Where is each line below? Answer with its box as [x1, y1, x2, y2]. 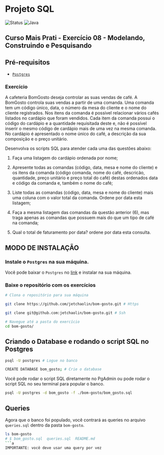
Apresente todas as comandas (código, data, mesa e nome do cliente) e [12, 165, 158, 170]
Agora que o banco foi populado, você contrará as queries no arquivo [5, 417, 146, 423]
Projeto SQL [5, 3, 55, 15]
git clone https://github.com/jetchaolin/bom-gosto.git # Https [5, 302, 139, 307]
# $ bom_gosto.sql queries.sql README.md [5, 436, 95, 441]
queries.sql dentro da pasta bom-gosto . [5, 422, 85, 428]
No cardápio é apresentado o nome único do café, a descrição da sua [5, 131, 146, 137]
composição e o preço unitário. [5, 136, 68, 142]
